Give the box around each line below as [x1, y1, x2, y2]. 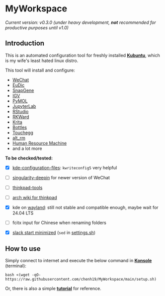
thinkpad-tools [12, 184, 43, 190]
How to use [5, 244, 41, 253]
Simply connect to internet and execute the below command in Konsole [5, 258, 152, 263]
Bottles [12, 124, 27, 130]
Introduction [5, 39, 45, 48]
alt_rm [12, 135, 26, 141]
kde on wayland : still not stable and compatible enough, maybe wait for [12, 205, 159, 210]
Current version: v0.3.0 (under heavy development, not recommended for [5, 19, 156, 25]
